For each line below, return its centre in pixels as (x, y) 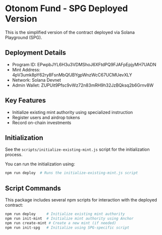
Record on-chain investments (42, 123)
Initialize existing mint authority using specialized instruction (72, 112)
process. (14, 155)
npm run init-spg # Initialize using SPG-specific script (67, 227)
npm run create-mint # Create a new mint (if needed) (61, 223)
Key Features (26, 100)
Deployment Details (36, 53)
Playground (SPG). (24, 37)
